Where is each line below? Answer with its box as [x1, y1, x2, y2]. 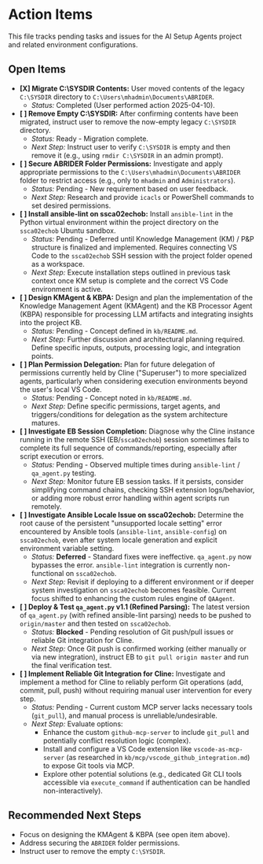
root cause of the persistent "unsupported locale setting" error [19, 518, 222, 528]
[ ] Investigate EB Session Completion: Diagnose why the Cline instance [19, 426, 255, 436]
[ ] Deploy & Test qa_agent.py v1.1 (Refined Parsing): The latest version [19, 602, 250, 611]
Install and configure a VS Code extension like [42, 744, 192, 753]
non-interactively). [42, 785, 104, 796]
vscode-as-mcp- [193, 745, 243, 753]
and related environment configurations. [8, 39, 138, 49]
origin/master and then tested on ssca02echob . [19, 618, 171, 628]
